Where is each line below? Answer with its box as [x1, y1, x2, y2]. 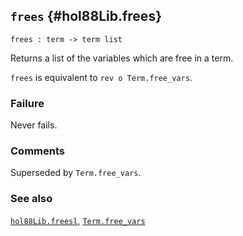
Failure [10, 96, 45, 110]
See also [10, 192, 53, 206]
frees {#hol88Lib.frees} [10, 8, 162, 25]
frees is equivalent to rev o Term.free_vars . [10, 71, 193, 83]
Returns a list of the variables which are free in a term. [10, 52, 234, 64]
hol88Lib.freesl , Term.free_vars [10, 214, 146, 226]
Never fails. [10, 119, 58, 131]
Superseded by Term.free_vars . [10, 167, 142, 179]
